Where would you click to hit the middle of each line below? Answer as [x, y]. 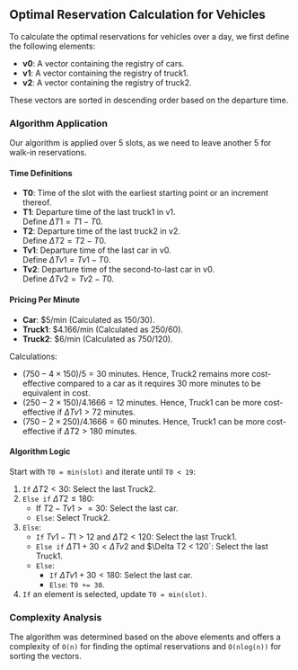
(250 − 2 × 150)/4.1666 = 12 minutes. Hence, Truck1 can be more [142, 402]
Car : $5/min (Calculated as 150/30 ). [88, 319]
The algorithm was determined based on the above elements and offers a [145, 637]
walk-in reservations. [48, 153]
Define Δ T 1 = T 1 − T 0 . [62, 222]
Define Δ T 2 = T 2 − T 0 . [64, 241]
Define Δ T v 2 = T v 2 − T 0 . [68, 279]
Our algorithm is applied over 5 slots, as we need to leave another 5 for [140, 143]
